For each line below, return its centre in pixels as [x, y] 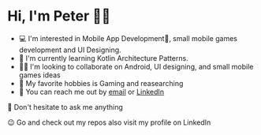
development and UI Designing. [70, 50]
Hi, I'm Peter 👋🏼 [59, 16]
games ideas [39, 75]
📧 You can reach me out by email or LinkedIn [91, 92]
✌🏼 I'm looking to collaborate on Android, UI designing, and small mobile [136, 66]
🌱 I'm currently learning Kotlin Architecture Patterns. [103, 58]
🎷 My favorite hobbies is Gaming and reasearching [101, 83]
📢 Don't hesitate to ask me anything [65, 107]
